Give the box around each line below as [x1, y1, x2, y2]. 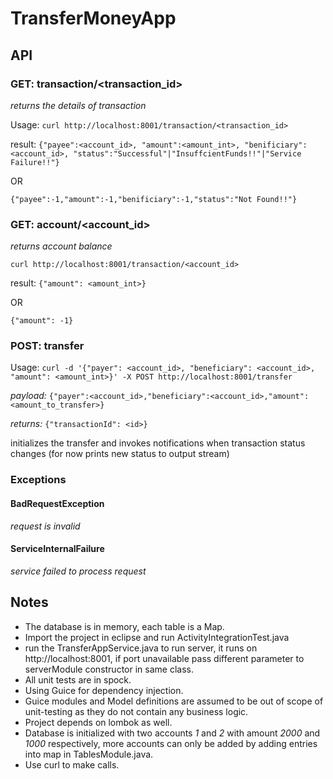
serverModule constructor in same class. [24, 663, 194, 675]
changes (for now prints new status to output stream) [10, 448, 230, 460]
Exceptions [10, 473, 67, 487]
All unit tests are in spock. [24, 673, 132, 686]
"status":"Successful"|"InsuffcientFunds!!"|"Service [73, 148, 302, 159]
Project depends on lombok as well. [24, 716, 173, 728]
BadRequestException [10, 497, 105, 509]
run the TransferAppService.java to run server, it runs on [24, 642, 258, 654]
